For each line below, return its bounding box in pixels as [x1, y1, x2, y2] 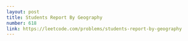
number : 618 [6, 20, 37, 26]
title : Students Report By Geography [6, 14, 103, 20]
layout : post [6, 8, 40, 15]
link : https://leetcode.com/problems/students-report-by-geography [6, 25, 182, 32]
